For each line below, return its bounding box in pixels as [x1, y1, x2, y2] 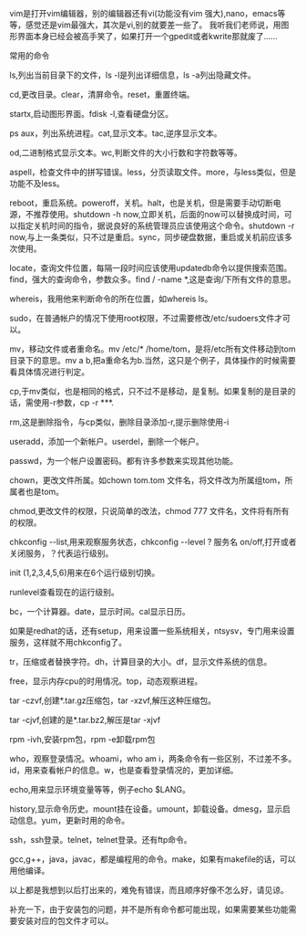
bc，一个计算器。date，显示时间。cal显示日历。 [9, 606, 190, 616]
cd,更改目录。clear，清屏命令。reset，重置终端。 [9, 89, 195, 100]
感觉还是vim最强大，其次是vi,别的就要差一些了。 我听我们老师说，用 [25, 19, 281, 30]
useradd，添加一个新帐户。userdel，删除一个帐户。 [9, 436, 205, 446]
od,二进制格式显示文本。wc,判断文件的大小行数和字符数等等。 [9, 147, 243, 158]
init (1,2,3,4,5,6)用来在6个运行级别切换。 [9, 567, 160, 578]
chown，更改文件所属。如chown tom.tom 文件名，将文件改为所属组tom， [9, 475, 285, 486]
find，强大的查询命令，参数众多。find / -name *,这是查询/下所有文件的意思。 [9, 274, 296, 285]
